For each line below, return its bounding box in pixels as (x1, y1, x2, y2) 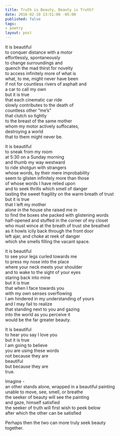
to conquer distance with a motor (5, 49, 73, 55)
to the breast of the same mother (5, 118, 73, 124)
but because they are (5, 363, 48, 369)
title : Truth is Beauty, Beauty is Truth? (5, 7, 94, 12)
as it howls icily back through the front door (5, 228, 94, 234)
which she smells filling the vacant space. (5, 239, 90, 244)
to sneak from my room (5, 149, 53, 155)
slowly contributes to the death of (5, 102, 74, 108)
